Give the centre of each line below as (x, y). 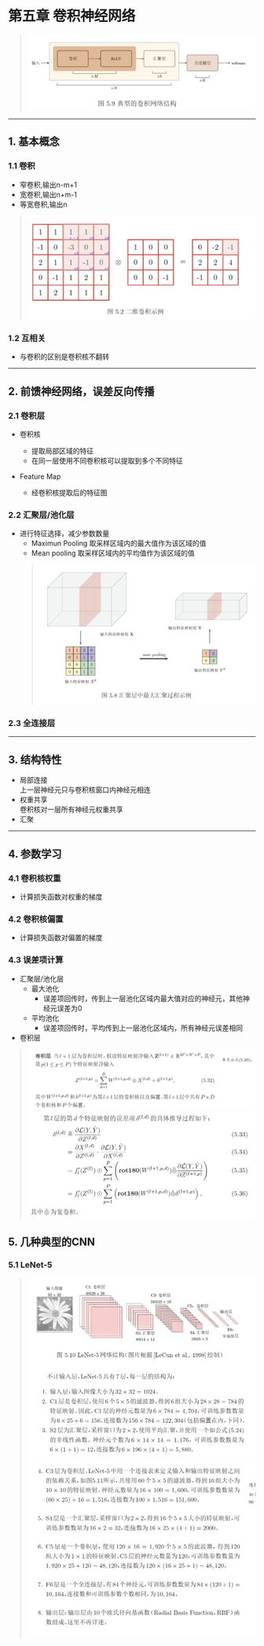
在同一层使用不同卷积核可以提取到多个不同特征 (107, 460)
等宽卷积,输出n (44, 204)
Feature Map (40, 476)
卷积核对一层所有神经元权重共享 (71, 809)
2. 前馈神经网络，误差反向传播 (81, 391)
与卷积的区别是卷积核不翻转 (64, 357)
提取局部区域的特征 (62, 451)
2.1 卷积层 (27, 416)
